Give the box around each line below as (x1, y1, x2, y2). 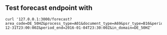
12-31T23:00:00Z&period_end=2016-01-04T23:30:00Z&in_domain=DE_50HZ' (5, 25, 153, 30)
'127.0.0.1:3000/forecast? (16, 17, 72, 21)
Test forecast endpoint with (5, 4, 93, 12)
